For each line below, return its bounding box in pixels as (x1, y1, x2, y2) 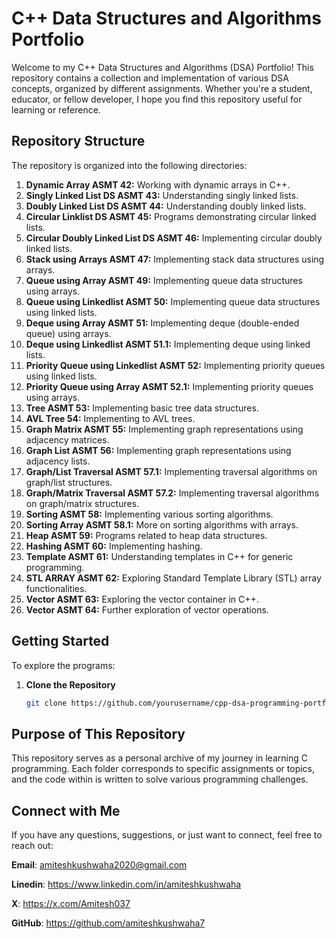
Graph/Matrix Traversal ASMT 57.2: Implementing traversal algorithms (25, 487, 320, 499)
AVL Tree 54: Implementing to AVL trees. (25, 412, 196, 424)
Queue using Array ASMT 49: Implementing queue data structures (25, 274, 303, 286)
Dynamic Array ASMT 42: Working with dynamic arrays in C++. (25, 178, 291, 191)
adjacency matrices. (25, 433, 110, 446)
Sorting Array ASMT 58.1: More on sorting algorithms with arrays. (25, 518, 299, 531)
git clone (25, 698, 68, 708)
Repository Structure (11, 133, 146, 150)
